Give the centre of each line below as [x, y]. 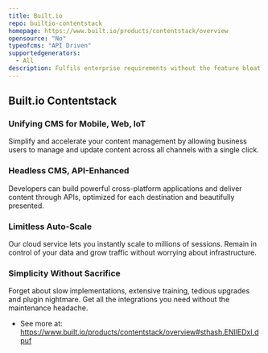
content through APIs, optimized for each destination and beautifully [122, 197]
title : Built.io [35, 16]
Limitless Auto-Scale [50, 226]
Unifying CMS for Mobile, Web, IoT [77, 124]
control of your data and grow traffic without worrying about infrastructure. [133, 253]
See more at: [41, 324]
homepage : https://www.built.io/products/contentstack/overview [118, 31]
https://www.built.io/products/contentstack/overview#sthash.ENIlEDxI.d [139, 332]
